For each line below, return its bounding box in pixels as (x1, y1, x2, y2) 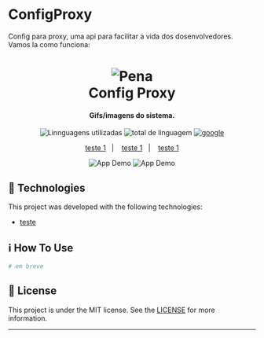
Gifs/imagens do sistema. (89, 110, 175, 119)
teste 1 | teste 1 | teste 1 (85, 143, 179, 152)
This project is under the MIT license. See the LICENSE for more (8, 305, 216, 314)
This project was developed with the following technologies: (8, 202, 203, 211)
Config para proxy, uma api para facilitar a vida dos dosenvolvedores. (8, 31, 233, 41)
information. (8, 313, 48, 323)
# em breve (8, 262, 44, 270)
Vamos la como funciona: (8, 39, 90, 49)
